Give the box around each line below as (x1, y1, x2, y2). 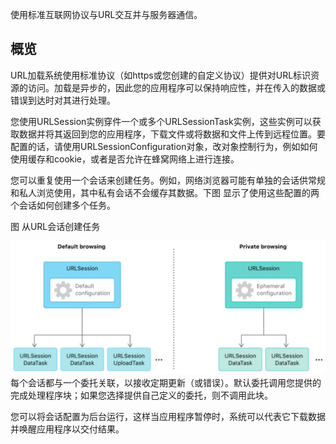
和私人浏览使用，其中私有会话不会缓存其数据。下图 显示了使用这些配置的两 (10, 186, 320, 198)
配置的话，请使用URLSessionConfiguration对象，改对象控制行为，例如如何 (10, 140, 318, 152)
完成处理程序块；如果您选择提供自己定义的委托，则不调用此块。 (10, 389, 273, 402)
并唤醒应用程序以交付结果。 (10, 423, 125, 435)
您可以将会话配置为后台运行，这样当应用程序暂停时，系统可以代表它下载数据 (10, 411, 326, 423)
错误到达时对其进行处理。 (10, 94, 116, 106)
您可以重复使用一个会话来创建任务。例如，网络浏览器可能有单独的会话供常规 (10, 174, 326, 186)
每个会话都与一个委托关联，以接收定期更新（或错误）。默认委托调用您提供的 (10, 377, 322, 389)
